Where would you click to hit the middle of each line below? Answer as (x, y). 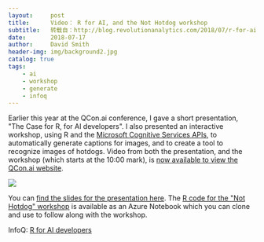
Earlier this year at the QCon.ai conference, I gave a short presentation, (123, 118)
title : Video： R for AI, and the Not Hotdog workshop (108, 23)
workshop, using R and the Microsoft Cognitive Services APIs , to (113, 135)
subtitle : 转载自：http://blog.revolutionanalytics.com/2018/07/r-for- (129, 30)
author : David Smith (49, 45)
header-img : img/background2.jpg (63, 52)
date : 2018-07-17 (47, 37)
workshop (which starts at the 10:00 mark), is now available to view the (123, 160)
